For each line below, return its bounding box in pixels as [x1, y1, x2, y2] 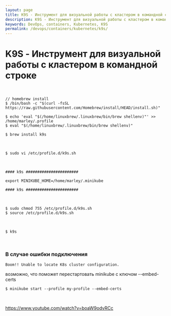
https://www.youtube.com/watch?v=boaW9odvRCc [5, 305, 113, 311]
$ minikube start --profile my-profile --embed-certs [5, 287, 122, 292]
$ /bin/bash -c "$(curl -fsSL [5, 101, 70, 106]
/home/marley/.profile [5, 119, 53, 124]
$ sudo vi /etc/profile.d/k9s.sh [5, 151, 76, 156]
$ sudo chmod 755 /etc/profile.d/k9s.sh [5, 206, 93, 211]
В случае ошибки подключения [5, 250, 88, 258]
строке [5, 70, 37, 81]
